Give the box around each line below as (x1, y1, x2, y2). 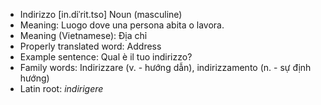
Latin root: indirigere (19, 83, 104, 94)
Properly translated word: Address (19, 40, 162, 52)
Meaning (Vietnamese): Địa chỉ (19, 30, 148, 41)
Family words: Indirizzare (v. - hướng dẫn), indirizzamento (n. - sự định (19, 62, 312, 73)
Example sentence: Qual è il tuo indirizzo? (19, 51, 193, 63)
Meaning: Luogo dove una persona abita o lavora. (19, 19, 225, 31)
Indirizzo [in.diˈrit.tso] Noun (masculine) (19, 9, 183, 20)
